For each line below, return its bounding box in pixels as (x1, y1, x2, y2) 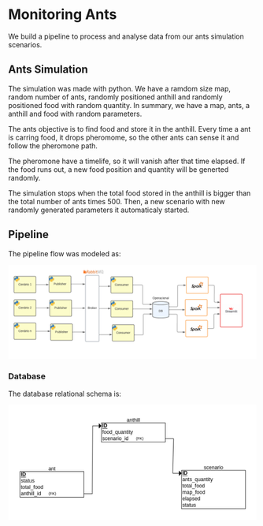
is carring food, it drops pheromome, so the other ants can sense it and (8, 132, 239, 142)
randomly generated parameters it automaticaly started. (8, 205, 190, 215)
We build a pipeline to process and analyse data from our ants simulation (8, 32, 244, 41)
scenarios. (8, 39, 43, 49)
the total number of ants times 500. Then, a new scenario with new (8, 196, 226, 206)
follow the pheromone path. (8, 140, 98, 151)
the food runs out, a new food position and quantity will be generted (8, 164, 229, 174)
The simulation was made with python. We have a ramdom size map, (8, 84, 231, 93)
